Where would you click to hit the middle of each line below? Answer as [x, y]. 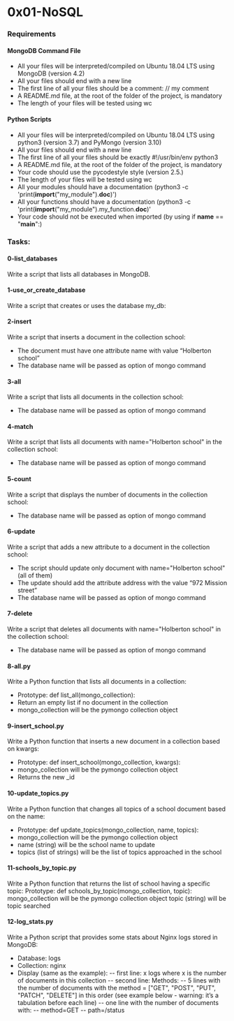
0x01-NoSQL [45, 12]
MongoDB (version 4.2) [51, 73]
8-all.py [19, 666]
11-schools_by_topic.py [42, 868]
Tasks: [19, 242]
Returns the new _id [46, 777]
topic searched [29, 906]
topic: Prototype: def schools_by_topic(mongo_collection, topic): [100, 890]
